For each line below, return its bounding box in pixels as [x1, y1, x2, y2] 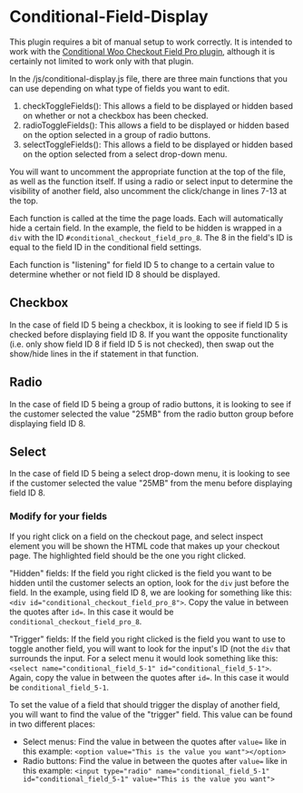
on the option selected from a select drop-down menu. [22, 148, 228, 160]
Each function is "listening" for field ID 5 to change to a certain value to [9, 259, 275, 269]
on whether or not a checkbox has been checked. [22, 110, 209, 121]
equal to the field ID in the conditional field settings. [9, 241, 202, 252]
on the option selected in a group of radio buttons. [22, 129, 211, 140]
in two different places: [9, 719, 95, 729]
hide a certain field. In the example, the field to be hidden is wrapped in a [9, 222, 283, 233]
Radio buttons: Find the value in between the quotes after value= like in [22, 755, 288, 766]
